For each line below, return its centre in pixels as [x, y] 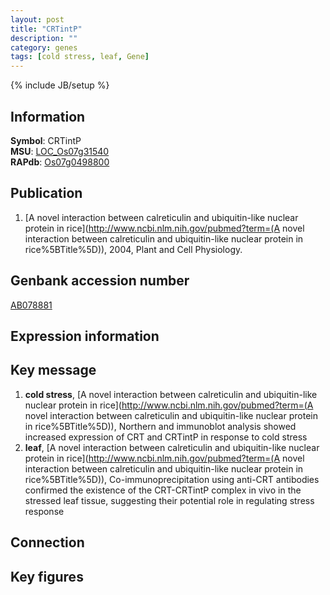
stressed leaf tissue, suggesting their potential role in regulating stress [169, 500]
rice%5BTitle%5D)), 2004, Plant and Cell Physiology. [133, 249]
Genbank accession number [100, 281]
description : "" [44, 38]
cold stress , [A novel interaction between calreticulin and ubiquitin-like [171, 394]
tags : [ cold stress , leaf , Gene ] [80, 57]
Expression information [85, 336]
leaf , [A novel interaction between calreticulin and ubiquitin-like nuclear [172, 447]
